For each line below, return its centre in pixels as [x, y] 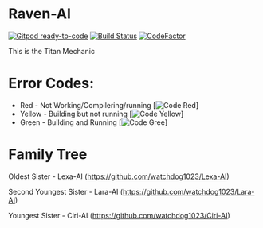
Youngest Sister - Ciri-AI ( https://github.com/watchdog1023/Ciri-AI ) [120, 215]
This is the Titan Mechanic [52, 51]
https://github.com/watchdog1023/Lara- [188, 191]
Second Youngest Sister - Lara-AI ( [66, 191]
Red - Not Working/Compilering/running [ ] [109, 105]
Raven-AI [40, 14]
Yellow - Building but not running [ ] [102, 114]
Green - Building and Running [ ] [94, 122]
